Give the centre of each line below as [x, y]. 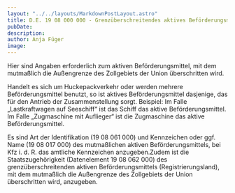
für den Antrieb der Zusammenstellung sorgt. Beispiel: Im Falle [97, 101]
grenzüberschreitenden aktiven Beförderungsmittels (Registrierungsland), [114, 167]
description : [26, 33]
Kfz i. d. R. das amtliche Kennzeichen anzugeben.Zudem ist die [98, 152]
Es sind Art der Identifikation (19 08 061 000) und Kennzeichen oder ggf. [112, 137]
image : [17, 46]
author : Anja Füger [36, 40]
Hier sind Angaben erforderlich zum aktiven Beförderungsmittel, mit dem [112, 66]
